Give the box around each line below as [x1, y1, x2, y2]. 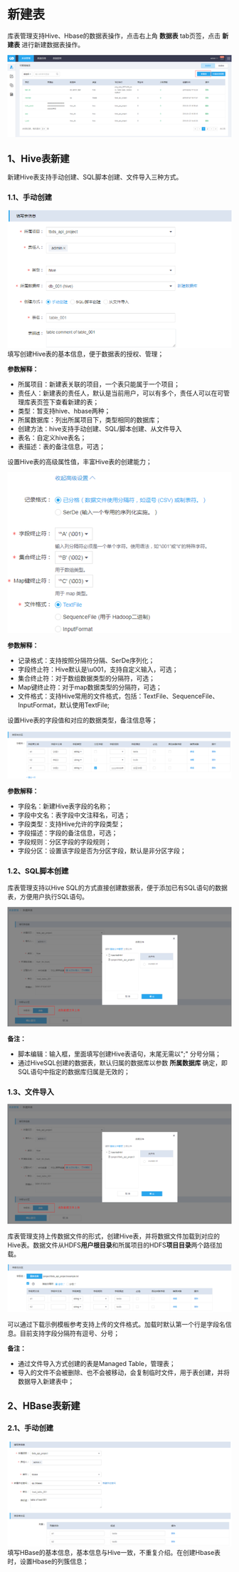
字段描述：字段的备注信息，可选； [17, 828, 118, 837]
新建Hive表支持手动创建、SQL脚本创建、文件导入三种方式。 [7, 173, 183, 182]
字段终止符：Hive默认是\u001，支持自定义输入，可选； [17, 664, 179, 674]
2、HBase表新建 [7, 1400, 80, 1412]
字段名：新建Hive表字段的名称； [17, 801, 112, 810]
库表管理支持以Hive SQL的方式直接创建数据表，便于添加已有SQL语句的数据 [7, 883, 228, 892]
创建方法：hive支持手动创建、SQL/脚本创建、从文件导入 [17, 424, 182, 433]
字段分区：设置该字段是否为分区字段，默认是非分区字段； [17, 846, 186, 855]
